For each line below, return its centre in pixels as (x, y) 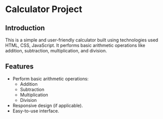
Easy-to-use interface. (36, 111)
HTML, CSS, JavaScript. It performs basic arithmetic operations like (75, 45)
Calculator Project (44, 9)
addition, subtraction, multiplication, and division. (56, 51)
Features (19, 67)
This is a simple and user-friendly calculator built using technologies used (82, 40)
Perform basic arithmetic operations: (51, 79)
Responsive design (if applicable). (48, 105)
